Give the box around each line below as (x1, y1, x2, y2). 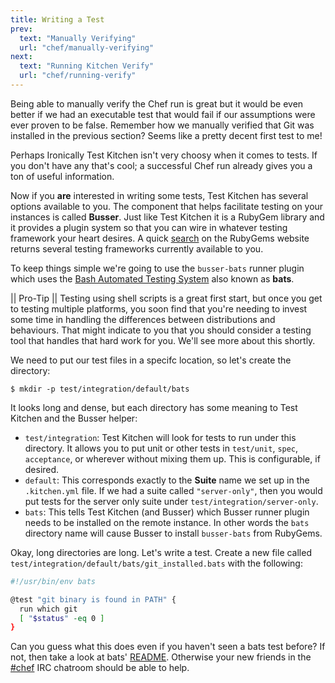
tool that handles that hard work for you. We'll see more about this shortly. (10, 334, 316, 346)
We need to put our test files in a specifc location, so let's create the (10, 354, 292, 366)
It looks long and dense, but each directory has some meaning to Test (10, 401, 298, 413)
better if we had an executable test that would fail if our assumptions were (10, 108, 316, 120)
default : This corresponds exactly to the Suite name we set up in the (24, 474, 310, 486)
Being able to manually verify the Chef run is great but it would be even (10, 97, 304, 110)
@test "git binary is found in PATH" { (10, 594, 177, 605)
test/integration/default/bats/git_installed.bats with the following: (10, 557, 303, 569)
